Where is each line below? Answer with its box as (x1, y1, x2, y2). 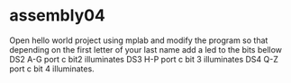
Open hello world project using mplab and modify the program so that (9, 35, 268, 46)
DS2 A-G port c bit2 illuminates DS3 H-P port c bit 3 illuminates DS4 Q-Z (9, 54, 279, 64)
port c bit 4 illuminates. (9, 63, 95, 74)
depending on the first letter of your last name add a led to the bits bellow (9, 44, 282, 54)
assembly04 (9, 5, 106, 26)
